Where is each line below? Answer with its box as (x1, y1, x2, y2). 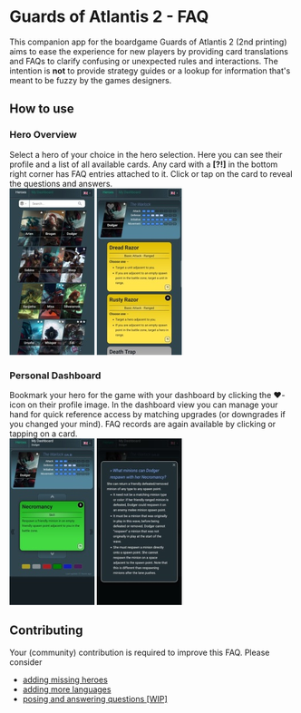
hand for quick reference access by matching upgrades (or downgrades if (9, 408, 286, 419)
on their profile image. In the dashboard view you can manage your (26, 399, 278, 410)
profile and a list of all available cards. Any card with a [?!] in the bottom (9, 159, 278, 170)
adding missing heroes (22, 674, 109, 685)
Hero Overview (9, 129, 77, 142)
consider (9, 656, 43, 668)
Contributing (9, 623, 83, 639)
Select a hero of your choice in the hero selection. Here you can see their (9, 149, 283, 160)
